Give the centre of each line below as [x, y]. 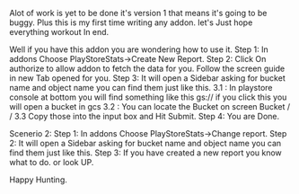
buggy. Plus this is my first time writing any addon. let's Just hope [131, 22]
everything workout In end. [59, 32]
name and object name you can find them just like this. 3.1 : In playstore [141, 88]
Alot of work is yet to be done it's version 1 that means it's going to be [138, 13]
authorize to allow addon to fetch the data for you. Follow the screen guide [147, 68]
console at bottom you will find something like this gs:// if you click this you [148, 97]
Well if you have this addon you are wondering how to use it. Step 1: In [139, 49]
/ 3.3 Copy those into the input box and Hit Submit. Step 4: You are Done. [145, 116]
